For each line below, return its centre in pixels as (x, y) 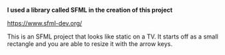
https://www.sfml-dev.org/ (45, 23)
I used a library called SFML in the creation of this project (90, 10)
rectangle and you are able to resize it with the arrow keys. (90, 44)
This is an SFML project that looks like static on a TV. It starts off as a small (113, 36)
